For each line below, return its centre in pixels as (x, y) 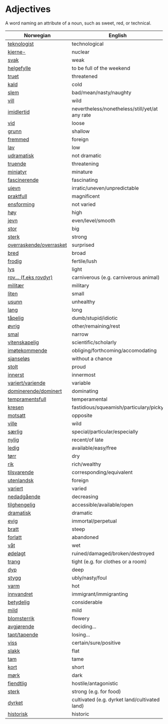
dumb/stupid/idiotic (95, 318)
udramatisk (21, 155)
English (118, 35)
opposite (82, 415)
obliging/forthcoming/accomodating (114, 350)
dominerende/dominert (35, 391)
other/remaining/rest (96, 326)
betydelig (19, 602)
